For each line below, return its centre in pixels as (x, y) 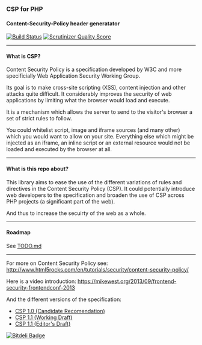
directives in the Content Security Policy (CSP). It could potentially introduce (101, 188)
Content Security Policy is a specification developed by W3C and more (94, 70)
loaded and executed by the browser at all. (59, 149)
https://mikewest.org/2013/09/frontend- (127, 281)
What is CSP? (23, 56)
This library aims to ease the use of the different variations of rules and (94, 182)
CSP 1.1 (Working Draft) (44, 317)
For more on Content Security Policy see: (57, 263)
